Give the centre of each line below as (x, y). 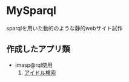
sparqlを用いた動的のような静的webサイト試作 (64, 28)
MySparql (31, 11)
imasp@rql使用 (34, 65)
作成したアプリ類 (38, 49)
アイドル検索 (40, 72)
